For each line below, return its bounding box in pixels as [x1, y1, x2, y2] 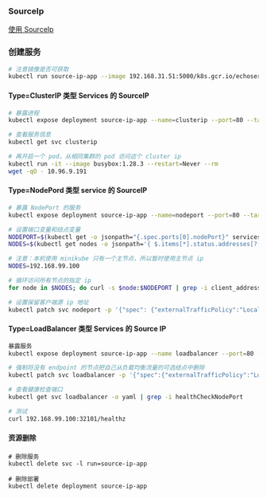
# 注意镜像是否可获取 [8, 65, 69, 73]
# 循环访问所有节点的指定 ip [8, 276, 91, 284]
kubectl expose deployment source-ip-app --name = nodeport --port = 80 [8, 211, 240, 219]
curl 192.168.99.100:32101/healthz [8, 414, 126, 423]
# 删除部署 [8, 475, 40, 483]
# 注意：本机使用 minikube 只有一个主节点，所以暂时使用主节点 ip [8, 255, 204, 263]
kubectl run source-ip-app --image [8, 73, 126, 80]
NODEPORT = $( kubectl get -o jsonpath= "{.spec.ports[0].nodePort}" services [8, 233, 261, 241]
